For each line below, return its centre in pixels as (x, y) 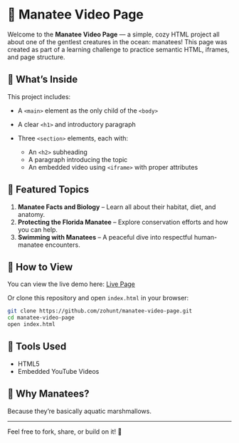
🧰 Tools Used (37, 346)
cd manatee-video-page (41, 318)
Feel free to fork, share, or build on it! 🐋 (65, 432)
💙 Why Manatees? (48, 394)
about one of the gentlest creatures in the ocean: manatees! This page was (117, 41)
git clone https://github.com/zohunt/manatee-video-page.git (100, 311)
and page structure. (36, 57)
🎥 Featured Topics (48, 189)
